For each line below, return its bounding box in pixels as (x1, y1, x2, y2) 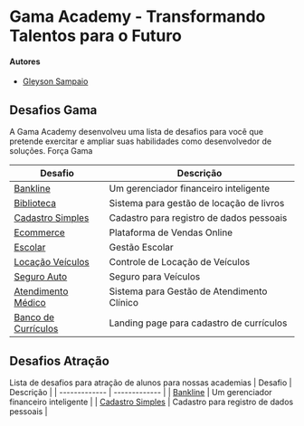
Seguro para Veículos (109, 270, 201, 283)
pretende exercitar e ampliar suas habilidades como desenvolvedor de (9, 136, 272, 147)
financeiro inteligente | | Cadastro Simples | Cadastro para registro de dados (9, 396, 294, 408)
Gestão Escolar (109, 241, 174, 254)
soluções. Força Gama (9, 146, 93, 156)
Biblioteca (14, 197, 57, 210)
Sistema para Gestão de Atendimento (109, 285, 268, 298)
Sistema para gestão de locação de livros (109, 197, 285, 210)
